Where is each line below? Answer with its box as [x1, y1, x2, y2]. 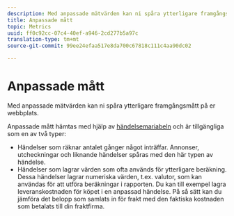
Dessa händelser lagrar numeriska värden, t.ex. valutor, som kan [17, 172, 202, 181]
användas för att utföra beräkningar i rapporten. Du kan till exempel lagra [17, 180, 226, 188]
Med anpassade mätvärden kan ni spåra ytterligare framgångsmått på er [7, 101, 216, 110]
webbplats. [7, 108, 40, 117]
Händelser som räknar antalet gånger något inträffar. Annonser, [17, 143, 200, 151]
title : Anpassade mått [7, 17, 73, 24]
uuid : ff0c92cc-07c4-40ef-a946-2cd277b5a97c [7, 29, 139, 37]
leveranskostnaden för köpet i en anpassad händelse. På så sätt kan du [17, 187, 222, 195]
